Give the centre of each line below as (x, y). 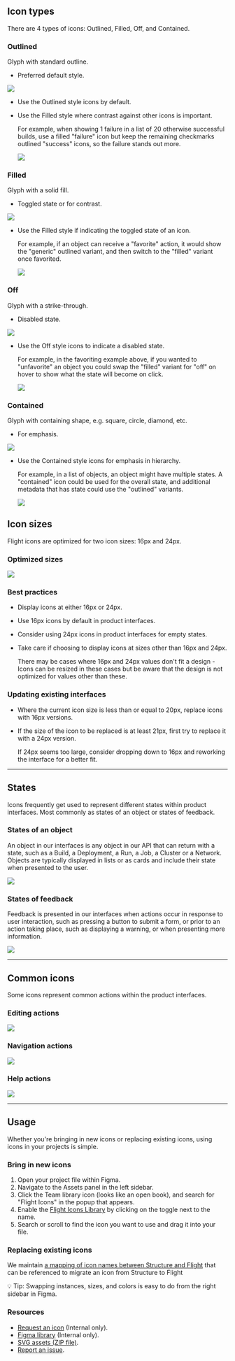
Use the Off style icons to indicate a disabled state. (91, 345)
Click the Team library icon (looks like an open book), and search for (116, 1195)
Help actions (29, 1078)
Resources (26, 1312)
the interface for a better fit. (57, 759)
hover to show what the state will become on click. (90, 374)
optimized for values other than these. (72, 676)
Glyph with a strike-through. (48, 305)
